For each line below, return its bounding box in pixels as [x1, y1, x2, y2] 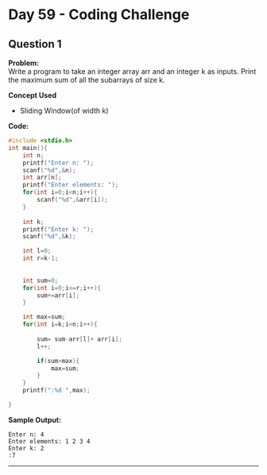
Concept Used [8, 91, 57, 100]
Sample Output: [8, 415, 62, 424]
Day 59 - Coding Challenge [8, 6, 190, 24]
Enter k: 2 [8, 444, 44, 452]
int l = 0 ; [22, 247, 52, 255]
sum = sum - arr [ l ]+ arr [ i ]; [37, 335, 123, 343]
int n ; [22, 151, 44, 160]
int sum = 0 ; [22, 276, 59, 284]
